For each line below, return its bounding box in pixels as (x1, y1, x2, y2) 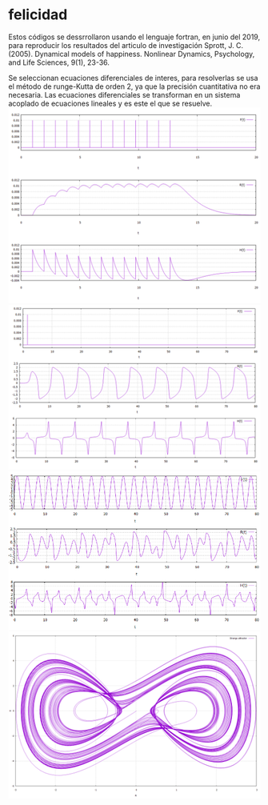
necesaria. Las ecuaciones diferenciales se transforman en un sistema (8, 90, 241, 99)
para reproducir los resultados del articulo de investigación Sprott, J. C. (8, 40, 244, 50)
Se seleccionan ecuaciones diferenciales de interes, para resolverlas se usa (8, 73, 258, 82)
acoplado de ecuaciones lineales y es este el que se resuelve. (8, 98, 213, 108)
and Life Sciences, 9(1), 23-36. (8, 58, 110, 67)
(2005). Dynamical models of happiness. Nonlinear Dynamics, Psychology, (8, 49, 255, 58)
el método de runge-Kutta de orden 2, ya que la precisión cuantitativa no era (8, 82, 261, 91)
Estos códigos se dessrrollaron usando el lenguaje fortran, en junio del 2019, (8, 32, 261, 42)
